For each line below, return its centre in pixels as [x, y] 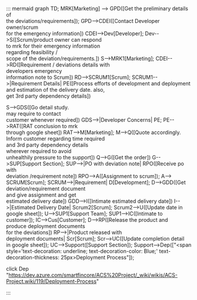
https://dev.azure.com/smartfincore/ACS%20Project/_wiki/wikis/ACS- [93, 275]
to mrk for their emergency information [53, 46]
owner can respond [78, 40]
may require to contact [34, 114]
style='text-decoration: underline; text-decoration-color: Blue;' [82, 251]
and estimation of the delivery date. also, [55, 90]
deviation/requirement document [46, 189]
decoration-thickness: [33, 257]
